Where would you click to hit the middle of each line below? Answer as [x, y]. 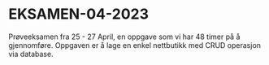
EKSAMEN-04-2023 [78, 14]
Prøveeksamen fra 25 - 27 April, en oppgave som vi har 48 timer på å [124, 37]
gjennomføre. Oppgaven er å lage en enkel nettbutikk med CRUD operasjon [135, 45]
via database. [31, 54]
